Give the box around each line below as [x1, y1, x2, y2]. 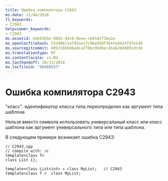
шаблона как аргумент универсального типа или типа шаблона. [5, 124, 146, 130]
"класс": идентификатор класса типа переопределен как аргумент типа [5, 103, 163, 110]
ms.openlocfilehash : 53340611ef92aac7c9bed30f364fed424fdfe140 [5, 41, 143, 46]
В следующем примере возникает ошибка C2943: [5, 134, 115, 141]
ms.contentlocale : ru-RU [5, 55, 58, 60]
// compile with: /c [5, 149, 50, 154]
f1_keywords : [5, 17, 33, 22]
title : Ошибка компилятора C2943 [5, 7, 77, 13]
